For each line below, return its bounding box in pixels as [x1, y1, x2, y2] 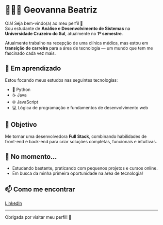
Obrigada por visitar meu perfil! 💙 [5, 214, 72, 220]
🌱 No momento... [5, 152, 57, 161]
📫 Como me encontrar [5, 185, 75, 193]
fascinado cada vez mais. [5, 50, 56, 56]
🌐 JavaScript [12, 99, 39, 105]
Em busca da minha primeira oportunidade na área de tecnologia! [12, 170, 143, 176]
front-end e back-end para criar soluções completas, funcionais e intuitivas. [5, 138, 157, 144]
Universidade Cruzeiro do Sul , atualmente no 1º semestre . [5, 30, 123, 36]
